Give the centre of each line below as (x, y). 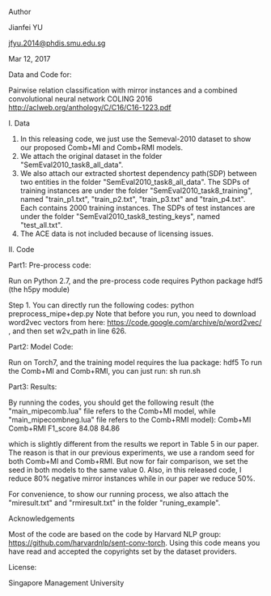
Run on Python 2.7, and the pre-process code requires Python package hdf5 (135, 281)
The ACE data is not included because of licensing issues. (117, 234)
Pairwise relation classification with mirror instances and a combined (123, 90)
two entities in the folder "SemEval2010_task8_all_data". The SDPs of (135, 182)
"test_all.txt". (41, 225)
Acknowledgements (42, 519)
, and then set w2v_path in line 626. (68, 331)
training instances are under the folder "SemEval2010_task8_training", (136, 191)
